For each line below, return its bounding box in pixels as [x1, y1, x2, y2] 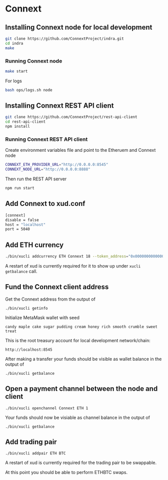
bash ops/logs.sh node [5, 87, 52, 93]
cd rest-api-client [5, 119, 46, 124]
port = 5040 [5, 226, 30, 232]
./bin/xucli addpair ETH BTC [5, 451, 66, 456]
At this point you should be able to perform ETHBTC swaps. [5, 469, 128, 475]
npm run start [5, 186, 35, 191]
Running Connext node [5, 57, 62, 64]
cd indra [5, 41, 23, 46]
